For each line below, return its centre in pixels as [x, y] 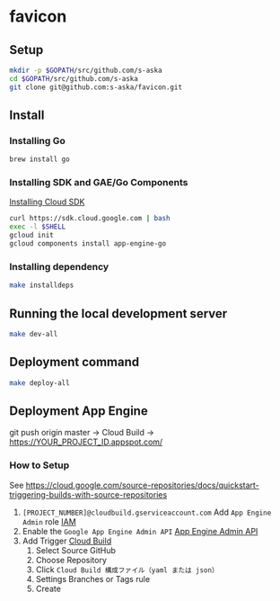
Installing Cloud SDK [47, 202]
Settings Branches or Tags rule [93, 579]
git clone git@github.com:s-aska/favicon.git [96, 87]
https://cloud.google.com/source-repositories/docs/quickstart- [143, 485]
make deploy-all [39, 383]
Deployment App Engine [79, 411]
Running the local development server [118, 314]
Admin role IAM [49, 521]
